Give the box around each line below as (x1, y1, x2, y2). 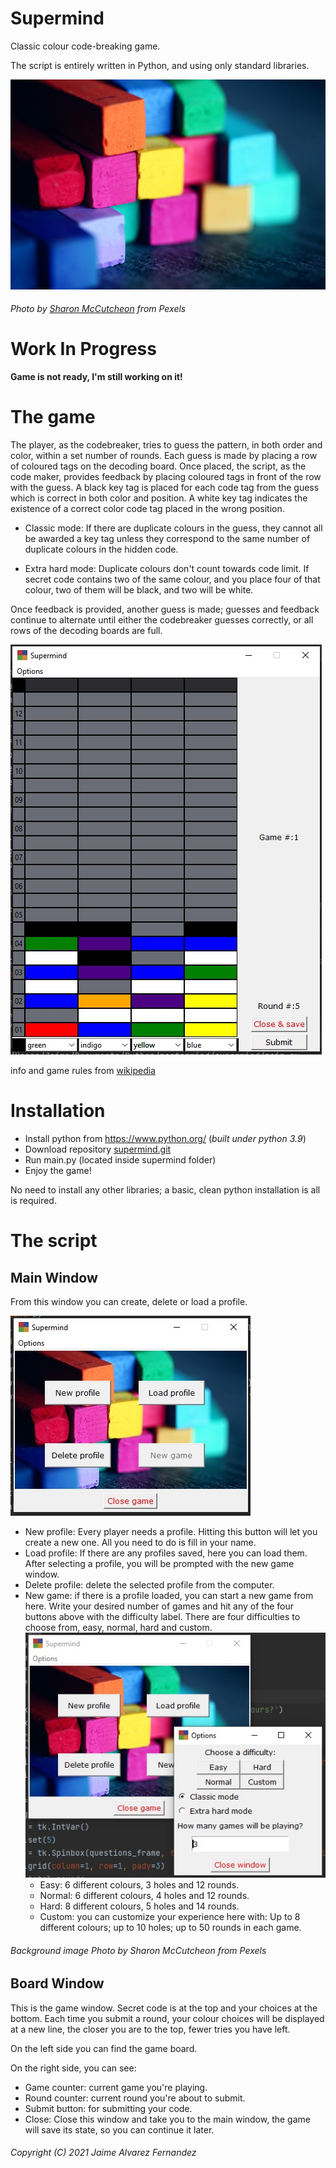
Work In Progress (10, 338, 157, 361)
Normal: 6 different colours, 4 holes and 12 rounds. (39, 1890, 250, 1902)
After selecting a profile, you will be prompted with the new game (24, 1558, 295, 1570)
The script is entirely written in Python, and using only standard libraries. (10, 59, 310, 71)
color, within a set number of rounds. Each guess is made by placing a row (10, 450, 318, 462)
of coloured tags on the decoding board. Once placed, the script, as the (10, 460, 307, 472)
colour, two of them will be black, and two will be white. (24, 584, 254, 596)
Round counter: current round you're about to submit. (24, 2092, 246, 2104)
